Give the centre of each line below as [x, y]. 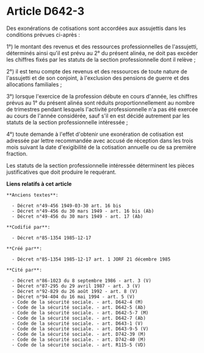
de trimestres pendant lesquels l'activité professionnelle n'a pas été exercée [102, 109]
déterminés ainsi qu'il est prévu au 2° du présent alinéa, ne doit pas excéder [102, 53]
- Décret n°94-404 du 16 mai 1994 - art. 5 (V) [74, 297]
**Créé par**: [24, 248]
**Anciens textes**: [33, 195]
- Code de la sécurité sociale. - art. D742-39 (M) [79, 334]
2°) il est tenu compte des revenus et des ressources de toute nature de [97, 71]
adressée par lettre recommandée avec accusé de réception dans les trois [100, 140]
